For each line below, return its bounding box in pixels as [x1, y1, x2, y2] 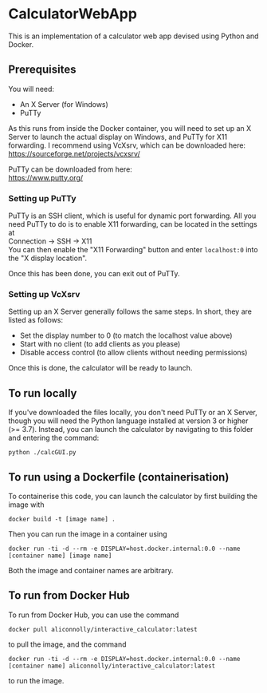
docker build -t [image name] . [8, 515, 116, 523]
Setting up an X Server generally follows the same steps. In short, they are [8, 307, 253, 316]
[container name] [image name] [8, 552, 112, 560]
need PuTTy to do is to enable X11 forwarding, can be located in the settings [8, 220, 257, 229]
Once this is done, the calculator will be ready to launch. [8, 363, 193, 373]
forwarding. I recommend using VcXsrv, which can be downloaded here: [8, 141, 245, 150]
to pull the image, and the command [8, 640, 127, 649]
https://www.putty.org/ [8, 172, 84, 182]
